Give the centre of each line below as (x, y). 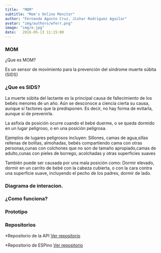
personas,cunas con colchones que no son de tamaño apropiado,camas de (81, 148)
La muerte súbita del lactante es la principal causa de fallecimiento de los (79, 98)
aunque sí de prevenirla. (29, 113)
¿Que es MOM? (20, 60)
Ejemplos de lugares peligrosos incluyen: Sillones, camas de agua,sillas (77, 138)
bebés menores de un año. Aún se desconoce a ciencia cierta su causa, (77, 103)
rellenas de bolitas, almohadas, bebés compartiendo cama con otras (74, 143)
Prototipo (16, 212)
